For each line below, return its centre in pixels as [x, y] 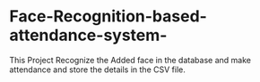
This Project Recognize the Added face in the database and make [130, 60]
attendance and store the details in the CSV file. [97, 70]
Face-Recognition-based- [108, 16]
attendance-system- [88, 35]
